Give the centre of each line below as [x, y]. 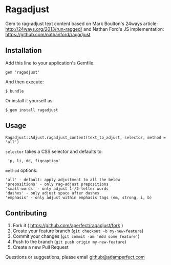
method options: [21, 170]
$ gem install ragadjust [32, 110]
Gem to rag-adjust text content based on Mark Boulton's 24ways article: [82, 24]
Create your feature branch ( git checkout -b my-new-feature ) [78, 231]
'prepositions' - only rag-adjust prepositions [57, 184]
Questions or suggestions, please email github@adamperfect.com [75, 257]
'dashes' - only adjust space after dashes [52, 193]
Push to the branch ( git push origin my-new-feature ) [69, 242]
